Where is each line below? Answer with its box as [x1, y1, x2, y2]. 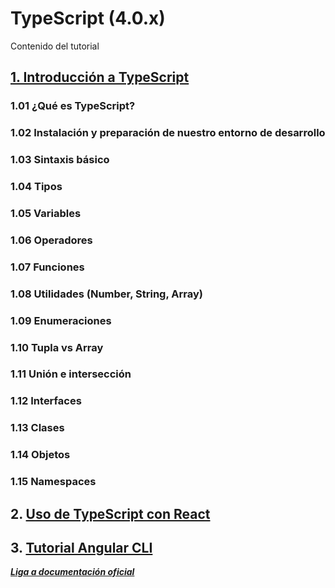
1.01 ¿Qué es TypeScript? [10, 99, 136, 113]
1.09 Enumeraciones [10, 313, 112, 327]
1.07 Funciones [10, 260, 85, 274]
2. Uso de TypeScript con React [10, 505, 211, 522]
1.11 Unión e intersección [10, 367, 132, 381]
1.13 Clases [10, 421, 65, 435]
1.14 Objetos [10, 448, 71, 462]
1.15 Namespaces [10, 475, 97, 489]
